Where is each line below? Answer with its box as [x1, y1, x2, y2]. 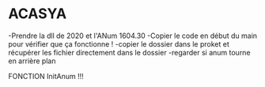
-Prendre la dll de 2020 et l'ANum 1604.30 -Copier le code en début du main [8, 31, 258, 40]
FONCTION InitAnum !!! [8, 71, 85, 81]
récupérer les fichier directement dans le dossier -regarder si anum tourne [8, 47, 251, 57]
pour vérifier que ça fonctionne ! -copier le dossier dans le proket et [8, 39, 229, 48]
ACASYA [8, 5, 67, 23]
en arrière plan [8, 56, 56, 66]
